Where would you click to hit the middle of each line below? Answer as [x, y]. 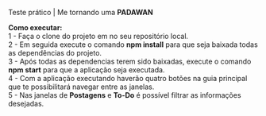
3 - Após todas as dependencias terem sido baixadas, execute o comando [130, 61]
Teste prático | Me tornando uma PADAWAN [81, 12]
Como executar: [35, 27]
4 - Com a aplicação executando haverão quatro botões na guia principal [128, 78]
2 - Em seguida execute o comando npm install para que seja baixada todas [133, 44]
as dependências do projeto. [55, 53]
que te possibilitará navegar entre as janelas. [81, 87]
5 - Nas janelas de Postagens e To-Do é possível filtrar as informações [125, 95]
